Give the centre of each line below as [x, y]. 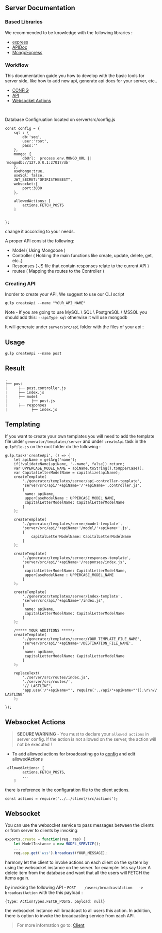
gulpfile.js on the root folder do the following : [53, 446]
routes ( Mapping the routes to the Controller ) [58, 271]
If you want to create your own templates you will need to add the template [80, 436]
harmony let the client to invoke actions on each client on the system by [77, 862]
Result [15, 368]
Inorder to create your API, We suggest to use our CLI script [65, 294]
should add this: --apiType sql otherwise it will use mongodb [66, 318]
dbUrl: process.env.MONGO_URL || [57, 158]
